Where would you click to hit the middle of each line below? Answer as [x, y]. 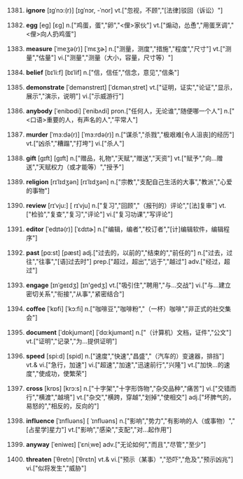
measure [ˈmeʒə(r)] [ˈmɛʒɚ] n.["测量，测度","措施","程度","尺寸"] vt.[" [125, 49]
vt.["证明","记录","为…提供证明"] [71, 341]
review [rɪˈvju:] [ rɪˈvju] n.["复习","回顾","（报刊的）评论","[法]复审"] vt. [126, 206]
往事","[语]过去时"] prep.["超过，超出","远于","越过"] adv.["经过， [131, 262]
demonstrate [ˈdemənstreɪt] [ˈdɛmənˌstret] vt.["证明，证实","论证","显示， [131, 87]
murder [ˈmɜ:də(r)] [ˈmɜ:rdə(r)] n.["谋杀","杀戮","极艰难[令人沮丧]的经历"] [130, 134]
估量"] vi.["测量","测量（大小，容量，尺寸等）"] [106, 57]
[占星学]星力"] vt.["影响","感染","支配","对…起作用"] [98, 430]
